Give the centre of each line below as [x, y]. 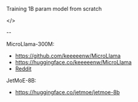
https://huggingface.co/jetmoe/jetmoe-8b [67, 92]
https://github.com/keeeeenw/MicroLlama [68, 56]
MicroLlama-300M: [30, 44]
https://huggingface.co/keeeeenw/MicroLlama [73, 62]
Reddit [23, 69]
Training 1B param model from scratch [54, 9]
